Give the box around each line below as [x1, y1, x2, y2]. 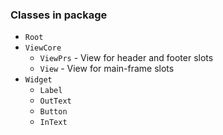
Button [39, 107, 68, 117]
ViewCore [24, 43, 62, 53]
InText [39, 118, 68, 128]
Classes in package [10, 8, 108, 22]
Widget [24, 75, 53, 85]
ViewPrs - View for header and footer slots [39, 52, 214, 64]
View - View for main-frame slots [39, 63, 175, 75]
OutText [39, 96, 72, 107]
